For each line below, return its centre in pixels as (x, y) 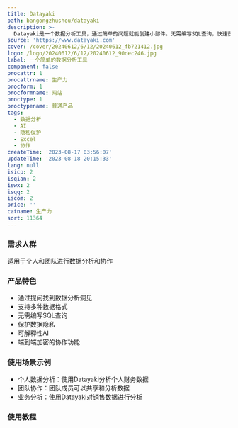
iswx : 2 (19, 185)
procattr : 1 (25, 73)
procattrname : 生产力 (38, 80)
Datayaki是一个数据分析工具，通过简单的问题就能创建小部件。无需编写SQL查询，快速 (121, 34)
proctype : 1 (25, 100)
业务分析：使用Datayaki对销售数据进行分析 (80, 397)
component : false (33, 67)
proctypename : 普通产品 (40, 106)
